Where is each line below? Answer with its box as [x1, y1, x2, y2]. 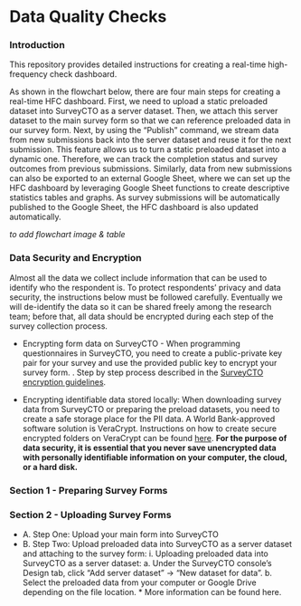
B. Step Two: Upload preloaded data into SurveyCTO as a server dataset [22, 539, 292, 549]
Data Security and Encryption [9, 252, 142, 265]
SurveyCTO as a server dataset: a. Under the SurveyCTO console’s [22, 558, 273, 568]
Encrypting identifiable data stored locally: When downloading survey [22, 394, 282, 405]
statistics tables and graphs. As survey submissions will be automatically [9, 192, 280, 203]
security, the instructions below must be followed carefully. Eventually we [9, 292, 283, 303]
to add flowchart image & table [9, 229, 126, 240]
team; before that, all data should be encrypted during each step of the [9, 311, 274, 322]
